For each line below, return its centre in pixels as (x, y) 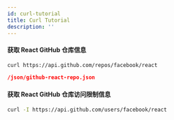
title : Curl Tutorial (39, 20)
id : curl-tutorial (34, 14)
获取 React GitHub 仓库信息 (47, 50)
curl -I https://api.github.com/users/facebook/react (87, 110)
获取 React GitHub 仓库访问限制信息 (59, 94)
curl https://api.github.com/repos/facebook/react (82, 65)
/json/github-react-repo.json (51, 77)
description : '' (31, 27)
